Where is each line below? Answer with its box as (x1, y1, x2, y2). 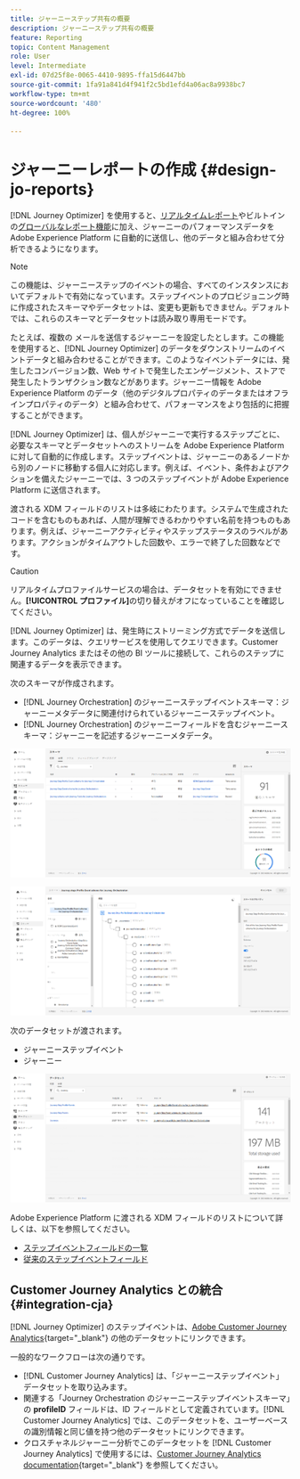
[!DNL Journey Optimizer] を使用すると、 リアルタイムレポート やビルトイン (10, 210, 286, 221)
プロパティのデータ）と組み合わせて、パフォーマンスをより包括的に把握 (25, 399, 290, 410)
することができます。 (10, 410, 88, 421)
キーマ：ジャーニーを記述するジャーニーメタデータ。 (22, 731, 217, 741)
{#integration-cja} (10, 1296, 114, 1311)
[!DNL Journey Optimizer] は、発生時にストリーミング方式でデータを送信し (10, 625, 286, 636)
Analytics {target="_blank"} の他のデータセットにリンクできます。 (10, 1333, 250, 1344)
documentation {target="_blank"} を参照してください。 (22, 1459, 223, 1470)
